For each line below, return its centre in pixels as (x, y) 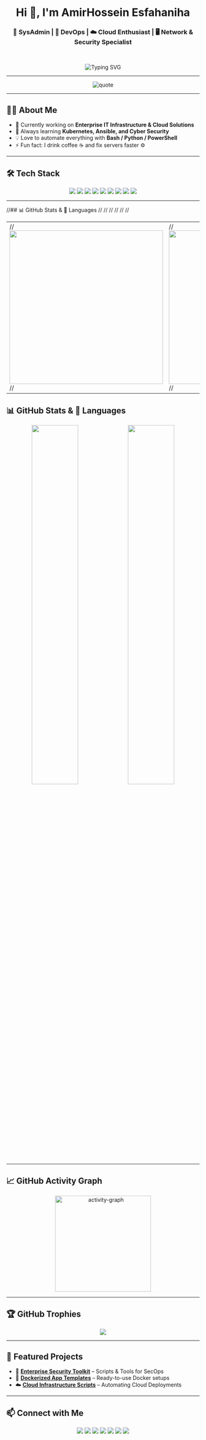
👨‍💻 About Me (32, 110)
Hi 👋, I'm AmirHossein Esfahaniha (103, 13)
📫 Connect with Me (45, 1413)
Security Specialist (103, 42)
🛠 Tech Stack (33, 173)
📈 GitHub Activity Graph (54, 1181)
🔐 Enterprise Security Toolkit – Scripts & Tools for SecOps (90, 1371)
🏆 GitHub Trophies (44, 1314)
